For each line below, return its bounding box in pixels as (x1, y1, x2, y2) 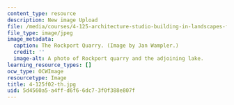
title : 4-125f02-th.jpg (7, 81, 77, 88)
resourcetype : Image (7, 74, 68, 82)
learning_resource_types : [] (7, 61, 92, 68)
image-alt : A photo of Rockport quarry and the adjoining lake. (13, 55, 204, 62)
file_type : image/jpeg (7, 29, 73, 37)
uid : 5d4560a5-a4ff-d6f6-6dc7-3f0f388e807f (7, 87, 136, 94)
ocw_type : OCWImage (7, 68, 64, 75)
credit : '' (13, 49, 45, 56)
